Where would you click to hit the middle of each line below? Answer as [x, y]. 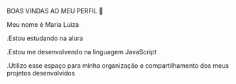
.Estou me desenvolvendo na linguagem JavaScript [82, 52]
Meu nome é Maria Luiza [43, 24]
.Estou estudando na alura [45, 38]
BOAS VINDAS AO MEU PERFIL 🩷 [55, 11]
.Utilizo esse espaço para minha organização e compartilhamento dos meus [118, 66]
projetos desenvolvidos [41, 73]
